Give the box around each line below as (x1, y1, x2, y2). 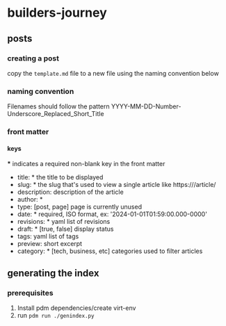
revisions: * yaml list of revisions (17, 218, 111, 226)
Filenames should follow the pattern (7, 102, 110, 111)
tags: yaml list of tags (17, 232, 79, 241)
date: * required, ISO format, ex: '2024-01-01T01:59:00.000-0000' (17, 210, 207, 218)
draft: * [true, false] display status (17, 225, 114, 234)
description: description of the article (17, 188, 124, 196)
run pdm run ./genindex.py (17, 311, 95, 319)
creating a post (7, 54, 59, 63)
